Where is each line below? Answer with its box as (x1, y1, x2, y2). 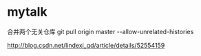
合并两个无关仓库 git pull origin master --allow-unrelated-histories (7, 27, 194, 36)
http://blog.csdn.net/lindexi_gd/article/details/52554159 (7, 41, 165, 49)
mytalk (7, 4, 47, 20)
